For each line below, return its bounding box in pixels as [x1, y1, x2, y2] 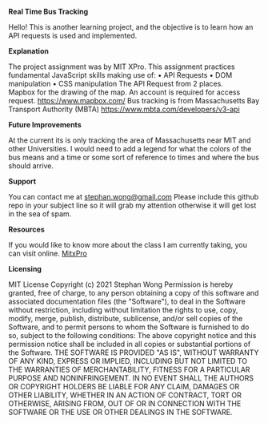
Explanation [8, 46, 50, 55]
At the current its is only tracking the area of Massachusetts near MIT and [8, 135, 251, 145]
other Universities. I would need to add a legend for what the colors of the [8, 144, 252, 153]
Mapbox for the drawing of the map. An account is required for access [8, 87, 241, 97]
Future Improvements [8, 120, 82, 129]
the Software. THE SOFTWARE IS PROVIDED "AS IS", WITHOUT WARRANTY [8, 348, 259, 357]
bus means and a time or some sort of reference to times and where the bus [8, 152, 260, 162]
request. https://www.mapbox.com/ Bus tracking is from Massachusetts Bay [8, 96, 260, 105]
